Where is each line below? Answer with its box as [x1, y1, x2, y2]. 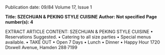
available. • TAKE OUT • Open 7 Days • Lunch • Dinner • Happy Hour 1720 [5, 39, 160, 45]
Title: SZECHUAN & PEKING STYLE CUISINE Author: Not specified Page [5, 14, 157, 19]
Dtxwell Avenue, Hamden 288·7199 [5, 45, 78, 50]
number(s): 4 [5, 19, 34, 25]
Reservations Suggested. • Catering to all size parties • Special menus [5, 34, 151, 40]
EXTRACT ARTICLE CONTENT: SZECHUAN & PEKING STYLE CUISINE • [5, 29, 153, 34]
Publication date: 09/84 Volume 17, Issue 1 [5, 4, 92, 10]
